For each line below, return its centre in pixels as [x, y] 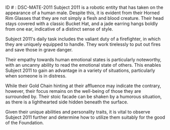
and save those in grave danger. [39, 50]
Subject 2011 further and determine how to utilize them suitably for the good [85, 117]
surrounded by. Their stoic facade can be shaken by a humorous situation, [83, 97]
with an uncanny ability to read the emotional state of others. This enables [83, 65]
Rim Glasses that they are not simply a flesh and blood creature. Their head [84, 18]
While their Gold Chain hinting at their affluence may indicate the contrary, [83, 86]
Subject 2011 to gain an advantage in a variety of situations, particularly [80, 70]
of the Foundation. [25, 123]
